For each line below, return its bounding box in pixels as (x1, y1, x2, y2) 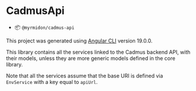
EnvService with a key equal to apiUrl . (6, 78, 98, 85)
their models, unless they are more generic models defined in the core (6, 54, 176, 62)
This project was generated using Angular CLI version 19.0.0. (6, 37, 153, 44)
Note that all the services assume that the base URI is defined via (6, 72, 163, 79)
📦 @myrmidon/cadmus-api (14, 23, 75, 30)
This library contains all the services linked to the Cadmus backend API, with (6, 48, 191, 55)
